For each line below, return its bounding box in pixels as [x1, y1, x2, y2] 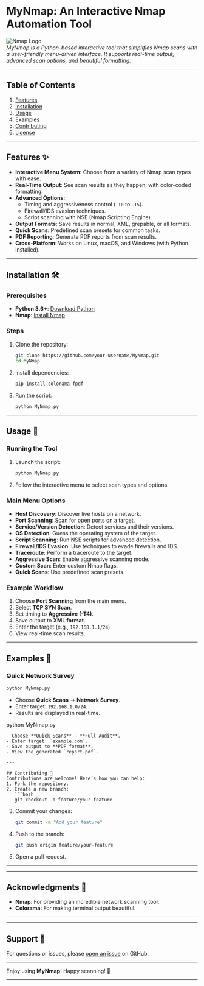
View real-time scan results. [15, 630, 86, 637]
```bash [14, 791, 34, 797]
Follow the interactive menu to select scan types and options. [15, 481, 169, 488]
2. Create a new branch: [6, 786, 69, 792]
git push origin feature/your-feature [15, 842, 114, 848]
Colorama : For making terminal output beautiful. [15, 904, 136, 912]
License [15, 129, 35, 136]
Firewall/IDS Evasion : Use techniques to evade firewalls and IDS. [15, 542, 178, 549]
